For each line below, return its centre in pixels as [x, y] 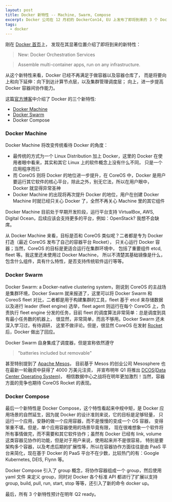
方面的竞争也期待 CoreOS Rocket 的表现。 [50, 382]
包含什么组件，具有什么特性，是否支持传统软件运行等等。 [66, 261]
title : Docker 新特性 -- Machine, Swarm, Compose [58, 15]
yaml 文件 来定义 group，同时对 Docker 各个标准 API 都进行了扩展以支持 [81, 477]
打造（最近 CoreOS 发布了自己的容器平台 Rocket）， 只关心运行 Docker [80, 242]
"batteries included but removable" [55, 353]
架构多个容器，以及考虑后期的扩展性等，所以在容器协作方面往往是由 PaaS [83, 447]
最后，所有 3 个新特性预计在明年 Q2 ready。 [52, 494]
